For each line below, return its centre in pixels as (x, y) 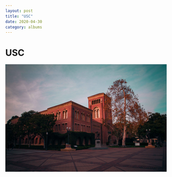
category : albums (24, 27)
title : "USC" (19, 16)
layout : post (19, 11)
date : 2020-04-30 (24, 21)
